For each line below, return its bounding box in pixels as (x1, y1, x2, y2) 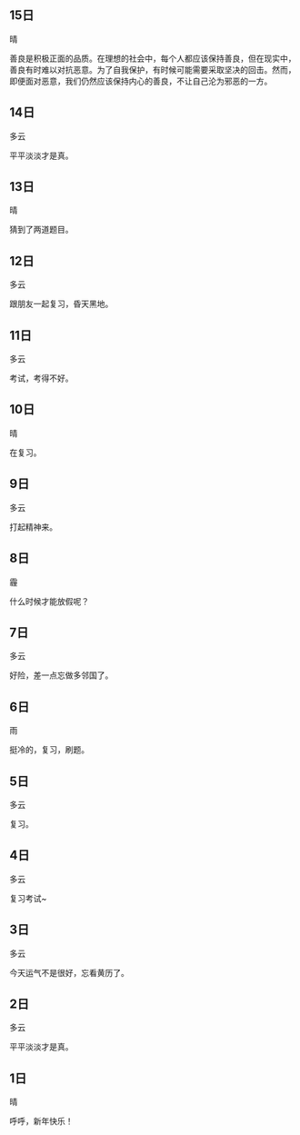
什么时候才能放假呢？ (9, 595, 89, 606)
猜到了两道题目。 (9, 224, 74, 235)
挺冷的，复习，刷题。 (9, 744, 89, 755)
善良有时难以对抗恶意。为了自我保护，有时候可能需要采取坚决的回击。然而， (9, 64, 296, 75)
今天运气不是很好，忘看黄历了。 (9, 967, 129, 978)
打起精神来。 (9, 521, 57, 533)
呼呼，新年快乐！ (9, 1116, 74, 1127)
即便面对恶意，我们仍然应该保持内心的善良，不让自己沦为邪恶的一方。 (9, 75, 273, 86)
